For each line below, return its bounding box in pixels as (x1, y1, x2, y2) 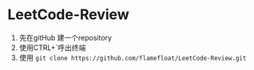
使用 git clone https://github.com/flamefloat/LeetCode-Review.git (18, 52, 247, 62)
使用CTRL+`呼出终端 (18, 42, 86, 52)
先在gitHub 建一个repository (18, 33, 113, 42)
